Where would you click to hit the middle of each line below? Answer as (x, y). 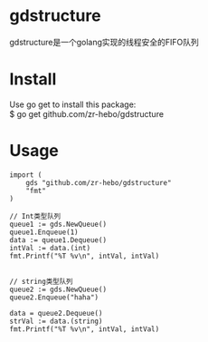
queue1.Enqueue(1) (44, 232)
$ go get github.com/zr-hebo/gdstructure (87, 113)
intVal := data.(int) (50, 248)
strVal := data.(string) (56, 321)
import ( (26, 175)
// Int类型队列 (35, 216)
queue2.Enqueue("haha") (54, 297)
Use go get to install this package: (73, 104)
